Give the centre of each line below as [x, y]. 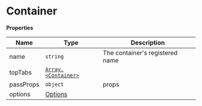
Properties [20, 28]
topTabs [20, 72]
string [54, 56]
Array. [54, 69]
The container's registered [140, 52]
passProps [24, 84]
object [54, 84]
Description [148, 42]
